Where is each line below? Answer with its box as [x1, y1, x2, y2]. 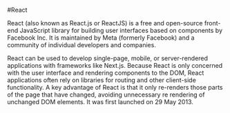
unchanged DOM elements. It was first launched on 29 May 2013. [7, 98, 193, 105]
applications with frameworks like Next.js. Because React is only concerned [7, 62, 223, 69]
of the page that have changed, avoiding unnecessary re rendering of [7, 90, 205, 99]
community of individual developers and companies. [7, 41, 157, 49]
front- [204, 19, 221, 27]
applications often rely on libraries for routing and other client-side [7, 76, 197, 84]
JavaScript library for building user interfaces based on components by [19, 27, 223, 34]
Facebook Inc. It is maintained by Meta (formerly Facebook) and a [7, 34, 195, 42]
